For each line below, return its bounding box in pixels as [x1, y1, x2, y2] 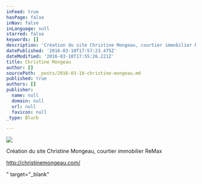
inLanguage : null [6, 25, 50, 32]
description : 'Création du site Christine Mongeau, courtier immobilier [6, 43, 192, 49]
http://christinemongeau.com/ [6, 159, 81, 167]
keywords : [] [6, 37, 39, 43]
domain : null [11, 98, 44, 104]
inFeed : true [6, 8, 39, 15]
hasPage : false [6, 14, 44, 20]
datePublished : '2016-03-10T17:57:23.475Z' [6, 48, 117, 54]
